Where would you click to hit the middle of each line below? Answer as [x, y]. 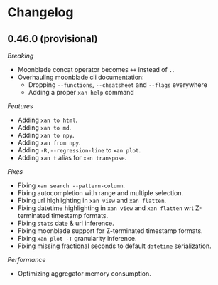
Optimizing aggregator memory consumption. [84, 274]
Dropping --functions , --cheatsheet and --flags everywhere [118, 85]
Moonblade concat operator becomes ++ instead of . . [96, 69]
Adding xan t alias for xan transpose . [72, 158]
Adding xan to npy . [46, 135]
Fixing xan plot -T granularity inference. [77, 238]
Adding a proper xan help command [81, 92]
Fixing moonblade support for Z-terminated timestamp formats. [110, 231]
